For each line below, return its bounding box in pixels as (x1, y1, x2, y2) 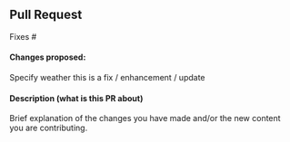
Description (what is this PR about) (9, 92, 144, 103)
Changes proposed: (9, 52, 86, 62)
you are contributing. (9, 122, 88, 134)
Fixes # (9, 31, 37, 42)
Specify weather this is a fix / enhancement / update (9, 72, 206, 83)
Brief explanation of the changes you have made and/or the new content (9, 113, 281, 124)
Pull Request (9, 7, 83, 23)
